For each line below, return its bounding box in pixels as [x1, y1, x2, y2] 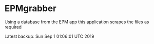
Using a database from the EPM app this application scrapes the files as [4, 19, 149, 25]
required [4, 24, 22, 29]
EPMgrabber [4, 3, 57, 14]
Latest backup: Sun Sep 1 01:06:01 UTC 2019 [4, 33, 95, 39]
